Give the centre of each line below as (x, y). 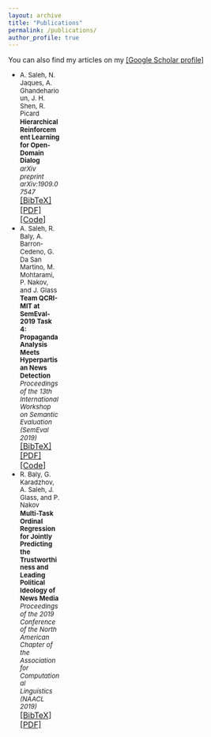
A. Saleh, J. (37, 490)
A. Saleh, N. (38, 75)
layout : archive (35, 15)
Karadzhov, (37, 482)
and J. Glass (38, 290)
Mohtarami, (37, 274)
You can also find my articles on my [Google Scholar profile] (106, 60)
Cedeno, (32, 251)
